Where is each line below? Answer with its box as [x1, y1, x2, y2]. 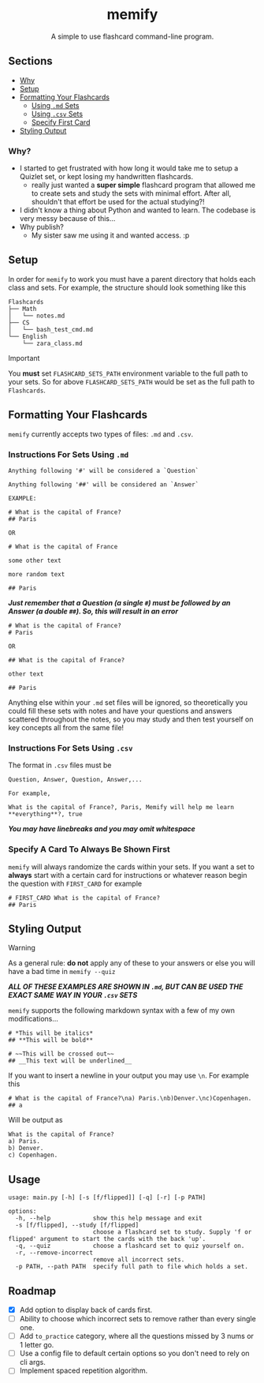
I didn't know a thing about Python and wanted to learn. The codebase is [19, 205, 256, 215]
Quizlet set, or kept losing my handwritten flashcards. [19, 172, 194, 182]
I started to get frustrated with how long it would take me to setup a [19, 163, 239, 173]
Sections [8, 54, 53, 68]
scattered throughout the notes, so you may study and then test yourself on [8, 714, 254, 724]
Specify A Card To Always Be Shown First [8, 844, 171, 855]
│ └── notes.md [8, 312, 65, 320]
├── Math [8, 305, 37, 313]
